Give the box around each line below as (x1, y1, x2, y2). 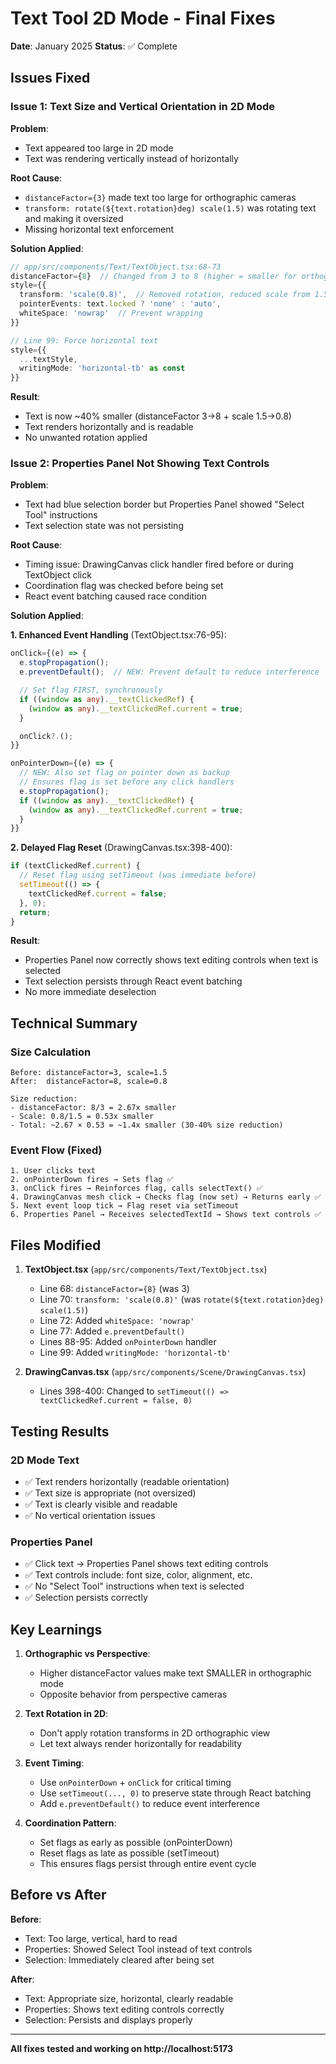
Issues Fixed (10, 70, 91, 87)
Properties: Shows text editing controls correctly (24, 2003, 225, 2015)
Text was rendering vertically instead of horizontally (24, 152, 239, 164)
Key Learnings (10, 1621, 103, 1638)
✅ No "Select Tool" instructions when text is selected (24, 1580, 245, 1592)
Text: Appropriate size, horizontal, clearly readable (24, 1992, 234, 2004)
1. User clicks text (10, 1166, 97, 1176)
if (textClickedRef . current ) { (10, 861, 141, 871)
